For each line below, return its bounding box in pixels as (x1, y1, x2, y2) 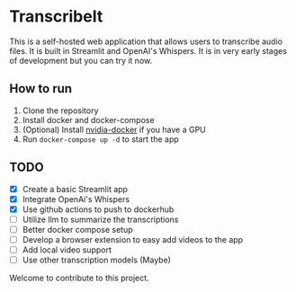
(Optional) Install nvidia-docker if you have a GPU (22, 124, 207, 135)
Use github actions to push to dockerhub (22, 204, 175, 215)
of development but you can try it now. (9, 55, 153, 66)
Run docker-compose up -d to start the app (22, 133, 180, 145)
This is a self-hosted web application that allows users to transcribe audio (9, 36, 283, 47)
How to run (9, 81, 73, 96)
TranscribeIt (9, 6, 103, 27)
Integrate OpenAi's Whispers (22, 193, 130, 204)
